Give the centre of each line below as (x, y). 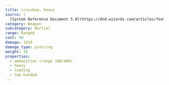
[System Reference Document (39, 19)
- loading (20, 70)
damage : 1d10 (19, 42)
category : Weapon (23, 24)
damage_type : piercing (29, 47)
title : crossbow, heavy (30, 10)
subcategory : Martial (28, 28)
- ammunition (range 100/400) (41, 61)
